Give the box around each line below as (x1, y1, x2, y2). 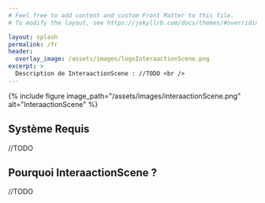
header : (8, 48, 34, 56)
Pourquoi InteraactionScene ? (8, 166, 158, 179)
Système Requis (8, 123, 90, 136)
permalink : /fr (8, 40, 58, 48)
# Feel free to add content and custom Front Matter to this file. (8, 11, 235, 20)
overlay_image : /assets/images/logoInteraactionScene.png (15, 55, 211, 63)
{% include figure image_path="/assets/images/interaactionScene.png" (8, 91, 241, 101)
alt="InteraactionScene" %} (8, 99, 99, 109)
